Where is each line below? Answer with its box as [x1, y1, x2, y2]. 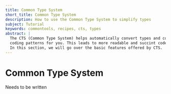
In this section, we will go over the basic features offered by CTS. [10, 45, 163, 50]
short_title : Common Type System [5, 12, 76, 17]
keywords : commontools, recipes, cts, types [5, 26, 101, 32]
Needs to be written [5, 84, 47, 90]
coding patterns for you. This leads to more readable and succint [10, 41, 156, 46]
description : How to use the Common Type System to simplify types [5, 17, 152, 22]
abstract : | [5, 31, 31, 36]
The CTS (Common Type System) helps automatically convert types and [10, 36, 160, 41]
